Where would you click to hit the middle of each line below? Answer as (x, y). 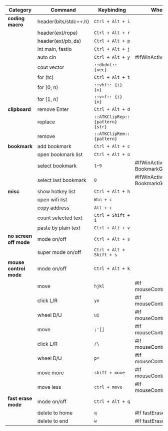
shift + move (109, 373)
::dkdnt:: (106, 65)
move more (50, 373)
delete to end (53, 421)
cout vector (51, 67)
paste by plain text (59, 228)
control (16, 269)
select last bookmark (62, 180)
